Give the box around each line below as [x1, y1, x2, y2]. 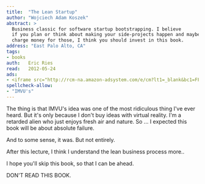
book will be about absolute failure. [6, 124, 95, 132]
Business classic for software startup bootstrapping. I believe [12, 26, 182, 32]
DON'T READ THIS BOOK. [6, 171, 71, 179]
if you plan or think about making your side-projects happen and [12, 32, 184, 38]
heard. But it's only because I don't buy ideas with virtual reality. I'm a [6, 111, 182, 119]
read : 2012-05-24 [6, 65, 56, 72]
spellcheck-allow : [6, 83, 53, 89]
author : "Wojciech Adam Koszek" [6, 15, 88, 21]
